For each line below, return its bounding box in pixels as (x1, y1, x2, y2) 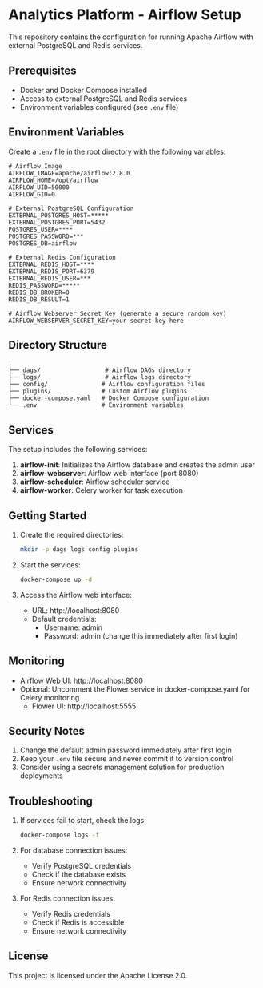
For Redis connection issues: (19, 893, 116, 903)
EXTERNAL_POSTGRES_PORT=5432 (8, 218, 106, 226)
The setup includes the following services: (8, 445, 148, 454)
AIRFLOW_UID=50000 (8, 183, 70, 192)
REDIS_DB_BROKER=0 (8, 288, 70, 296)
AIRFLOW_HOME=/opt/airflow (8, 176, 98, 184)
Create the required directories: (19, 530, 124, 539)
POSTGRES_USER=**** (8, 225, 74, 233)
